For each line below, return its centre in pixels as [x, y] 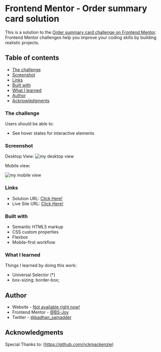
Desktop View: [20, 157]
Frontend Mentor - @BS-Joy [40, 312]
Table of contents [32, 58]
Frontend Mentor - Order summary [76, 9]
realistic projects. [22, 42]
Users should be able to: [30, 124]
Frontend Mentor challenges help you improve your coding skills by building [81, 37]
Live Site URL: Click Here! [38, 203]
